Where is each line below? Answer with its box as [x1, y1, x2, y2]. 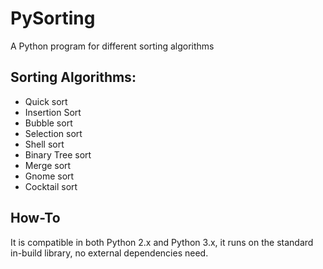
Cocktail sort [24, 180, 78, 192]
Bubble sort [24, 117, 73, 129]
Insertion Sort [24, 106, 82, 118]
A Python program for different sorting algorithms [10, 40, 215, 52]
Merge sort [24, 159, 72, 171]
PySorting [10, 7, 96, 30]
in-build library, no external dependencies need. [10, 247, 209, 259]
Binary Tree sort [24, 148, 92, 161]
